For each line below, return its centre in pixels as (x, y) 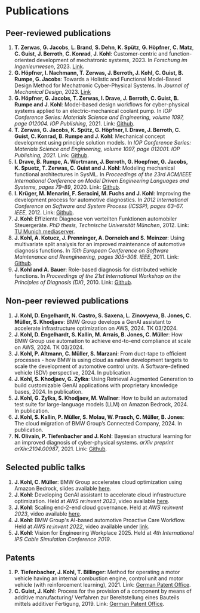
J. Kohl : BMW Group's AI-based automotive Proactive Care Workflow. (100, 520)
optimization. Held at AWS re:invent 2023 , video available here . (92, 501)
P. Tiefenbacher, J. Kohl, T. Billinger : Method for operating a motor (97, 572)
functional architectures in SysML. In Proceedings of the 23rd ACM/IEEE (103, 174)
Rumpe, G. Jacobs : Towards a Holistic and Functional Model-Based (98, 79)
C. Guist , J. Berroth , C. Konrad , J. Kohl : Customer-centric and (91, 54)
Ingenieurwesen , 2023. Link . (49, 66)
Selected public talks (45, 468)
